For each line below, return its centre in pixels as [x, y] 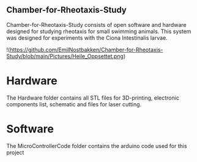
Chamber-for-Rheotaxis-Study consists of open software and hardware [96, 24]
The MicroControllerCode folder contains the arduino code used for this [97, 145]
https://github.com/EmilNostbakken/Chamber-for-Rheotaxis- [87, 50]
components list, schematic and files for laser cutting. [74, 104]
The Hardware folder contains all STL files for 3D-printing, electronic [93, 98]
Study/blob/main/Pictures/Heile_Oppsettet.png [65, 56]
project [15, 152]
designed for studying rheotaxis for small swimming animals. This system [99, 31]
